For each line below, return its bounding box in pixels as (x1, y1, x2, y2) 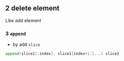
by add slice (12, 41, 40, 47)
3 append (5, 30, 26, 37)
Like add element (5, 17, 42, 23)
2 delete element (5, 4, 60, 13)
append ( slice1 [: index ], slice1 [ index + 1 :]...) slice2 (5, 51, 119, 56)
